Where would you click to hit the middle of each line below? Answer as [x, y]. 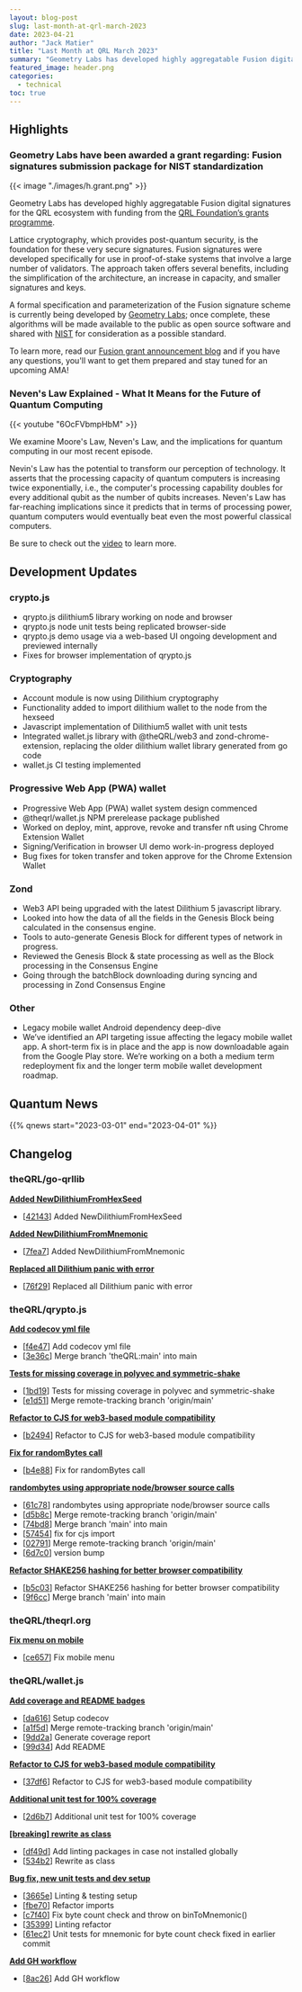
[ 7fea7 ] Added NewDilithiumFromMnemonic [104, 1251]
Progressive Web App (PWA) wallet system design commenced [140, 808]
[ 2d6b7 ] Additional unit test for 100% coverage [109, 1816]
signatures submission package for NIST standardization [136, 166]
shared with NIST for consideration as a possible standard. [118, 334]
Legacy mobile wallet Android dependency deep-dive [122, 1027]
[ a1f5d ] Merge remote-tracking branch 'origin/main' [118, 1727]
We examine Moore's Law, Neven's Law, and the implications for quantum [146, 442]
